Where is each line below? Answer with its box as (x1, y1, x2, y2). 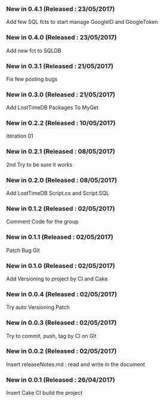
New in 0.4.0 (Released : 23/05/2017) (6, 33, 117, 42)
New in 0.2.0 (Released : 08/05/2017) (6, 176, 117, 184)
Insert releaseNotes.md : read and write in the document (6, 361, 145, 368)
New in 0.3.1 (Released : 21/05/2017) (6, 62, 114, 70)
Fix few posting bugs (6, 75, 58, 83)
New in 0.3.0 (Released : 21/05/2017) (6, 90, 116, 99)
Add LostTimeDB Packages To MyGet (6, 104, 99, 111)
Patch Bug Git (6, 246, 40, 254)
